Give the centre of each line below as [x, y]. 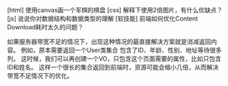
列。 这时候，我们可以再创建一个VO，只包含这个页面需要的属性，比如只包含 [114, 59]
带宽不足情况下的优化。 [40, 76]
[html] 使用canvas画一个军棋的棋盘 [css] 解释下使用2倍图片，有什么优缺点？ [115, 10]
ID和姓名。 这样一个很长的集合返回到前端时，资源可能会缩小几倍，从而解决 [113, 67]
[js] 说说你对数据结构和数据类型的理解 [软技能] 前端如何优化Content [103, 18]
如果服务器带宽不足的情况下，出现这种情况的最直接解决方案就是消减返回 [109, 42]
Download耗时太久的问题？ [46, 27]
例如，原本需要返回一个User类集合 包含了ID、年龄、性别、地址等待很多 [121, 50]
